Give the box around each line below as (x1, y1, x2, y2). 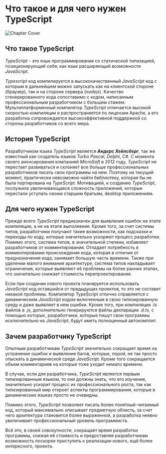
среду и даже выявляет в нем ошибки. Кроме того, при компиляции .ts (5, 302, 157, 308)
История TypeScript (5, 135, 70, 144)
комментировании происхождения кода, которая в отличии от (5, 250, 139, 256)
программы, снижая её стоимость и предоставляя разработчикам (5, 433, 148, 439)
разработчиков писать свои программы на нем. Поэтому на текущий (5, 169, 154, 175)
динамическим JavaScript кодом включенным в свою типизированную (5, 297, 158, 303)
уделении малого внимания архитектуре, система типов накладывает (5, 260, 156, 267)
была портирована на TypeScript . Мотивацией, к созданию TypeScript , (5, 180, 156, 186)
